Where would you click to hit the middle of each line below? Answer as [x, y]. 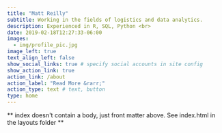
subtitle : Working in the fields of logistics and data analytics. [105, 20]
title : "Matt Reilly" [38, 13]
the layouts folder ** [36, 122]
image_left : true [32, 52]
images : [18, 39]
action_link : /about [37, 77]
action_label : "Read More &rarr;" [56, 83]
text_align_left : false [41, 58]
